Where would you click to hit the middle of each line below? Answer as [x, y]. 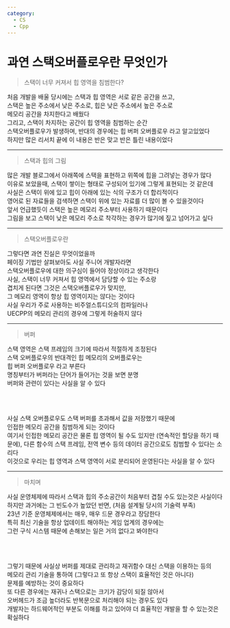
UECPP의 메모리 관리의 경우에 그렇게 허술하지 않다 [75, 314]
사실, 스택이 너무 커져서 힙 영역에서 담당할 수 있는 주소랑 [82, 279]
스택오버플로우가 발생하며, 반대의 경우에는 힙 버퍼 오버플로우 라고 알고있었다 [108, 131]
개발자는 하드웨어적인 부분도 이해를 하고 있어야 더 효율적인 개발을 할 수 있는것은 [113, 609]
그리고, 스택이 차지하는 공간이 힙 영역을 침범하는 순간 [77, 123]
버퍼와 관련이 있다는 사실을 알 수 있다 [56, 384]
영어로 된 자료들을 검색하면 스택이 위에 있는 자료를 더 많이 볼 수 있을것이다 [105, 201]
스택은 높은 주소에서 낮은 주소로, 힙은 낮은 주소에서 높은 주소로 [90, 105]
